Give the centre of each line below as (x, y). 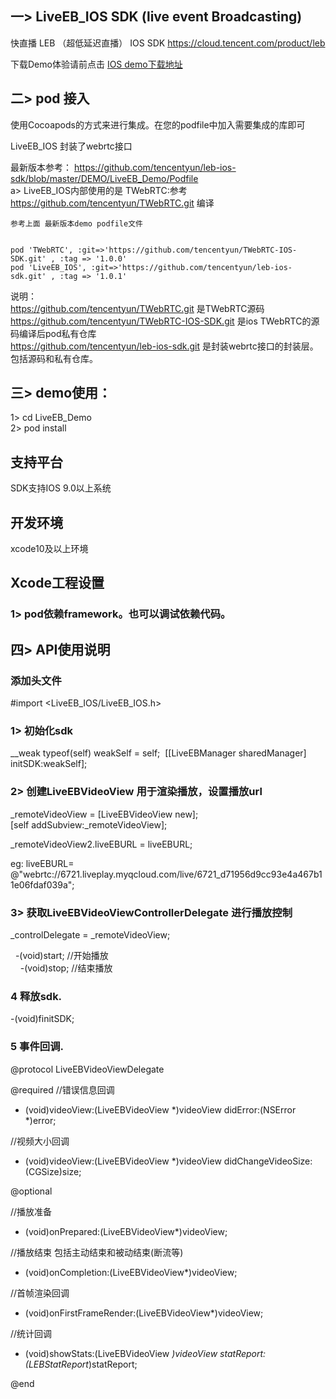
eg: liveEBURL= (42, 863)
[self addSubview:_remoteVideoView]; (89, 824)
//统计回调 (31, 1333)
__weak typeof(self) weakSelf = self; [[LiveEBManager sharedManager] (158, 753)
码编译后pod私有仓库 (53, 333)
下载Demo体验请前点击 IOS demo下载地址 (96, 64)
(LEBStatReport (56, 1364)
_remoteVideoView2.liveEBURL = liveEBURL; (101, 844)
